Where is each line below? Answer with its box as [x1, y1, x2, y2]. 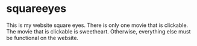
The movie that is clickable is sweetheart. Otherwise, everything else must [6, 27, 191, 35]
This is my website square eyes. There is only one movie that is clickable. [6, 22, 189, 29]
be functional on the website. [6, 34, 79, 41]
